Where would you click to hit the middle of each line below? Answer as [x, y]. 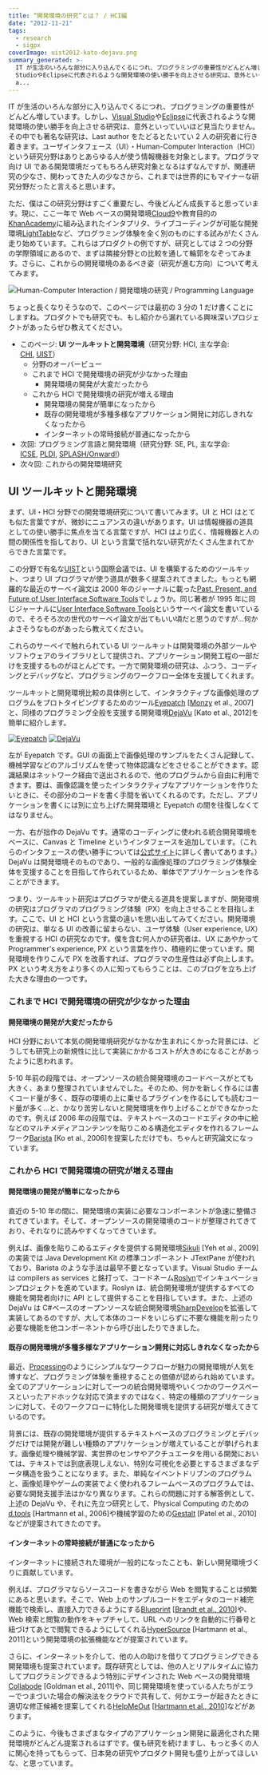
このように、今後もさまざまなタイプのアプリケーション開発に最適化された [130, 1733]
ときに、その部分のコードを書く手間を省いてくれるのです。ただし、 [126, 795]
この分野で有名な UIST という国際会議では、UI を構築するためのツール [122, 569]
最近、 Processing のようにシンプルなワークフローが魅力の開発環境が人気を [132, 1366]
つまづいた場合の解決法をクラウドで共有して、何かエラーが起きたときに [140, 1696]
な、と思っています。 [43, 1763]
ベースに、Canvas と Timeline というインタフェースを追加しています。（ [126, 842]
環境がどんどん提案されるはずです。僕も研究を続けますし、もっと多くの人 [137, 1743]
